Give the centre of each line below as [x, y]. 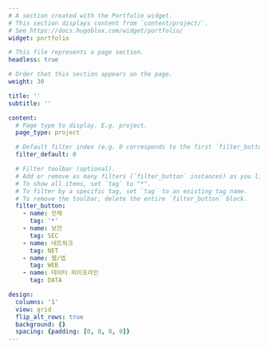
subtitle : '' [30, 103]
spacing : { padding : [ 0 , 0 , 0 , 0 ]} [73, 332]
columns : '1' [37, 302]
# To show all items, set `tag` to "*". [83, 184]
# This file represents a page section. [77, 53]
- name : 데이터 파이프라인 [61, 273]
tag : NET [44, 251]
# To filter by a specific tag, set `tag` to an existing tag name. [132, 191]
